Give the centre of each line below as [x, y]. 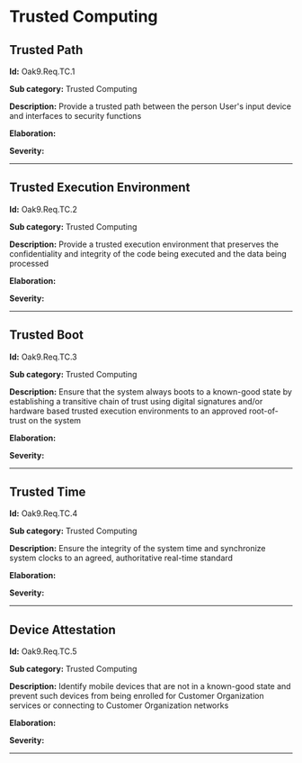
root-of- [263, 411]
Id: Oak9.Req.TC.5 [44, 651]
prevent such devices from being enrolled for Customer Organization [137, 696]
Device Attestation [63, 629]
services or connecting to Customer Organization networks [119, 705]
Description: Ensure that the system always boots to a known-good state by [151, 391]
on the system [55, 420]
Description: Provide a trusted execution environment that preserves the [144, 244]
